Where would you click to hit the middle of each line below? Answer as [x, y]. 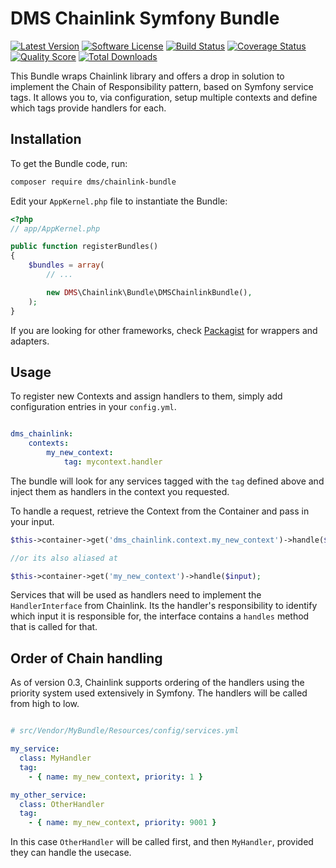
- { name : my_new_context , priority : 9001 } [122, 823]
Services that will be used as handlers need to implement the [136, 595]
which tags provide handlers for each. [88, 108]
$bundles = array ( [66, 265]
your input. [32, 521]
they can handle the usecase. [71, 853]
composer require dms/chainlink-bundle [93, 182]
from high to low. [45, 704]
